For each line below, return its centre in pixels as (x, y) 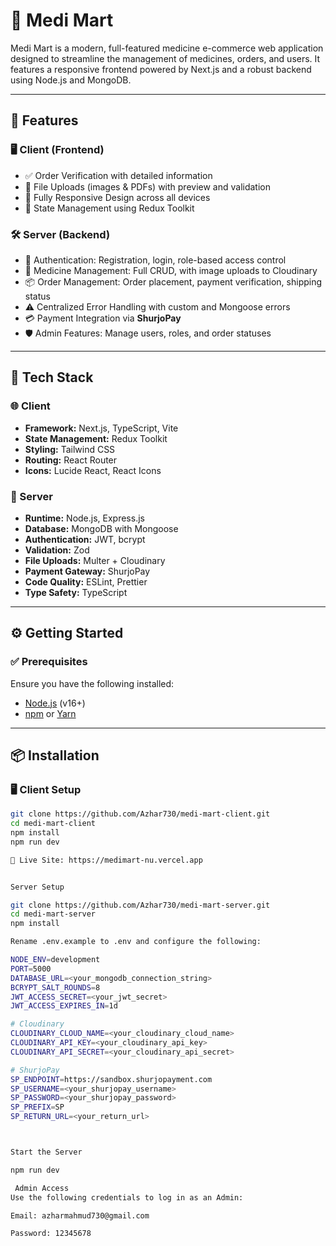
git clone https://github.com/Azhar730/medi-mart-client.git (140, 814)
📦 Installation (55, 755)
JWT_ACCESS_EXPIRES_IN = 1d (64, 1006)
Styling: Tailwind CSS (70, 449)
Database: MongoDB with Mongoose (101, 528)
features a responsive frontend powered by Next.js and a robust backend (161, 69)
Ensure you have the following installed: (92, 683)
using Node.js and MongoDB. (71, 80)
